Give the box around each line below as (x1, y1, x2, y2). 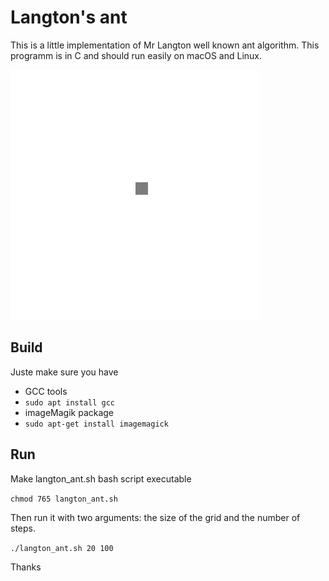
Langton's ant (10, 6, 128, 29)
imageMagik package (24, 406, 115, 418)
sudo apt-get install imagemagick (24, 419, 169, 429)
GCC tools (24, 385, 68, 397)
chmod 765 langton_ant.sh (10, 494, 118, 504)
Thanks (10, 561, 42, 573)
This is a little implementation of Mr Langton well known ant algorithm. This (10, 39, 320, 51)
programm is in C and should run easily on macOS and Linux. (10, 49, 263, 61)
